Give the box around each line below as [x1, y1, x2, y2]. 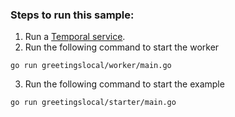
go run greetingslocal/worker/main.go [10, 61, 172, 71]
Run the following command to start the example [24, 78, 225, 90]
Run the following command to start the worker [24, 41, 220, 53]
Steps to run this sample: [10, 8, 135, 22]
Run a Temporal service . [24, 31, 126, 43]
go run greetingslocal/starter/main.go [10, 98, 177, 108]
